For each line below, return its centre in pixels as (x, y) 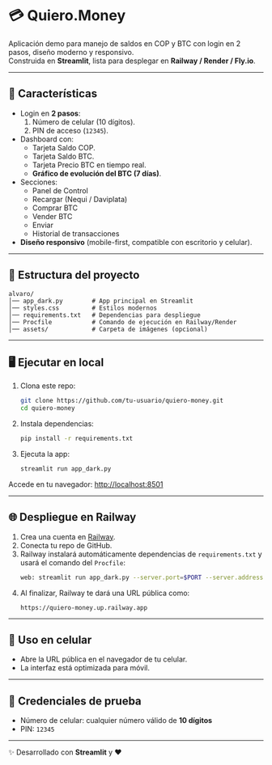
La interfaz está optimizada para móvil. (85, 668)
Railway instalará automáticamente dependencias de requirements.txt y (141, 554)
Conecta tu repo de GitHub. (66, 545)
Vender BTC (52, 216)
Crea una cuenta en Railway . (68, 537)
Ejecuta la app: (45, 454)
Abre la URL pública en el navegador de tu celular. (104, 659)
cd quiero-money (47, 408)
